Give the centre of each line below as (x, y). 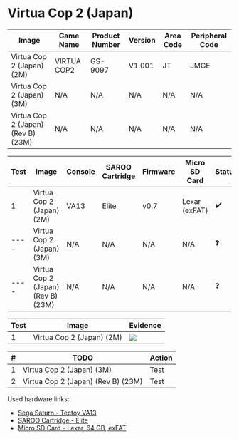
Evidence (145, 325)
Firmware (159, 171)
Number (106, 44)
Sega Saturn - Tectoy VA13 (57, 413)
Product (106, 36)
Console (81, 171)
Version (142, 40)
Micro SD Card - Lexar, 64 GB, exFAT (72, 428)
